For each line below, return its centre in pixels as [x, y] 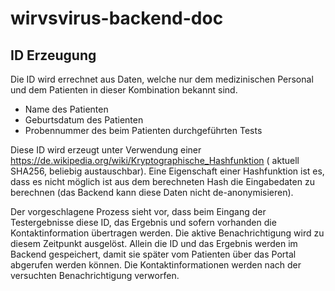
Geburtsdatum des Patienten [84, 120]
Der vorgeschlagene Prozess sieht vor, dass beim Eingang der [138, 211]
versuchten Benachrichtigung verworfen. [95, 275]
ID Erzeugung [53, 55]
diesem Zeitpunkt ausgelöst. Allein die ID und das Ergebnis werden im [154, 243]
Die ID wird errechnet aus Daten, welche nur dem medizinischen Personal [162, 79]
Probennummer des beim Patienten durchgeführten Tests [143, 130]
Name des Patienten [66, 109]
